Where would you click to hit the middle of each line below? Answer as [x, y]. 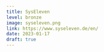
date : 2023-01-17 [28, 34]
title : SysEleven [28, 12]
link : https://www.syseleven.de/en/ [52, 28]
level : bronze [24, 17]
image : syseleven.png [34, 23]
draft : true [21, 39]
